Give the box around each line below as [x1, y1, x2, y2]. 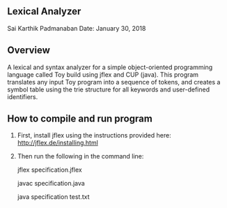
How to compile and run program [7, 113, 153, 125]
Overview [7, 45, 51, 57]
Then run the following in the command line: [17, 152, 144, 161]
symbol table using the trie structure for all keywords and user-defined [7, 85, 210, 94]
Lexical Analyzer [7, 6, 81, 17]
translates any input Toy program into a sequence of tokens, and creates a [7, 77, 221, 86]
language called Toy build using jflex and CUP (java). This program [7, 70, 199, 79]
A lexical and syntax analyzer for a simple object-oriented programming [7, 63, 213, 71]
